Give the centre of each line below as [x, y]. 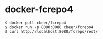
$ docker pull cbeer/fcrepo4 [36, 23]
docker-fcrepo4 [39, 9]
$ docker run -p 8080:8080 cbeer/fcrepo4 [49, 27]
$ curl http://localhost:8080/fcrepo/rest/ [52, 31]
